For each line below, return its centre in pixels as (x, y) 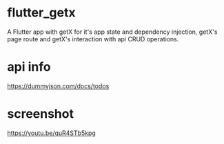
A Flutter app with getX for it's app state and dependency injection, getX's (112, 32)
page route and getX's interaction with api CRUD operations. (93, 39)
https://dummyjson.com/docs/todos (58, 86)
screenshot (41, 114)
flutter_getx (41, 13)
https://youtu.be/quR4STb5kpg (52, 133)
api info (29, 67)
